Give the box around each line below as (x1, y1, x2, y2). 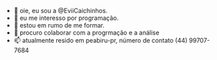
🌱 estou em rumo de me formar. (13, 21, 105, 29)
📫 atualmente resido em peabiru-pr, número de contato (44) (13, 37, 188, 44)
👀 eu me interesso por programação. (13, 14, 119, 22)
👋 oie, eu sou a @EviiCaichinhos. (13, 7, 108, 14)
